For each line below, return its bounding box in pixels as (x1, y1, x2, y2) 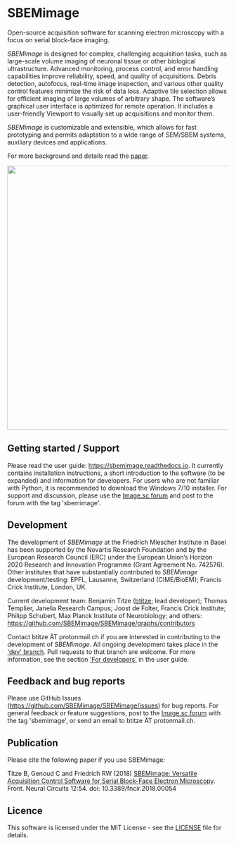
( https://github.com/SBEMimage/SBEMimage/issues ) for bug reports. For (7, 701, 219, 710)
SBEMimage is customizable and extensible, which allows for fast (7, 123, 197, 131)
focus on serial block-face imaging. (7, 35, 110, 44)
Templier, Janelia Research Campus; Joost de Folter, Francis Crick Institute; (7, 604, 226, 612)
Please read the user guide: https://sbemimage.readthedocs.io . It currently (7, 461, 223, 469)
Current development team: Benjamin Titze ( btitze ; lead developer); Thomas (7, 596, 228, 605)
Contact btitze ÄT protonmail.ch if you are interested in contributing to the (7, 632, 221, 641)
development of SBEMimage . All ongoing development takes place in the (7, 640, 218, 648)
